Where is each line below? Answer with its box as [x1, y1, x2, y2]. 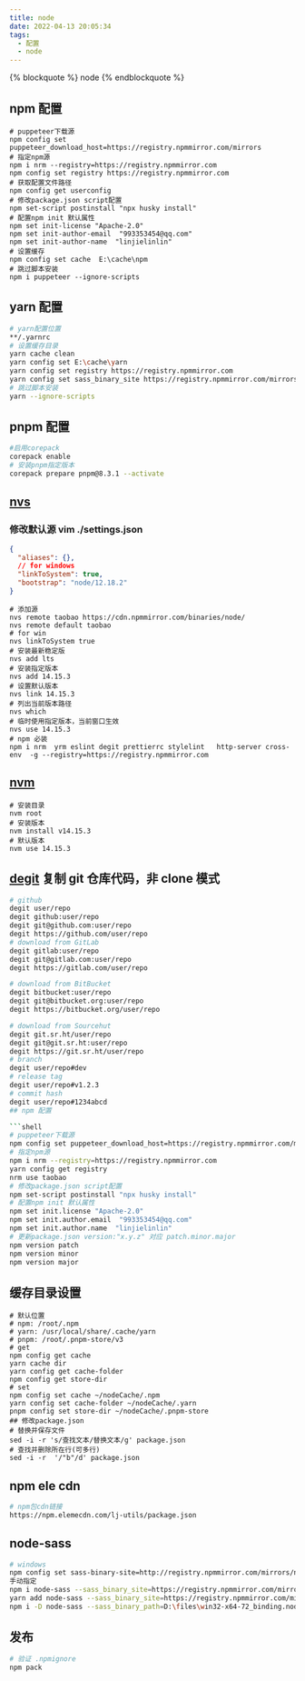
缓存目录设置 [9, 1285, 82, 1300]
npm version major [9, 1257, 79, 1266]
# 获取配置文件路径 [9, 178, 73, 187]
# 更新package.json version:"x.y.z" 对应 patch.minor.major [9, 1232, 236, 1241]
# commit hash [9, 1088, 64, 1098]
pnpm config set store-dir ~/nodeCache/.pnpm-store [9, 1406, 209, 1416]
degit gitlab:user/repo [9, 946, 100, 956]
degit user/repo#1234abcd [9, 1097, 107, 1106]
